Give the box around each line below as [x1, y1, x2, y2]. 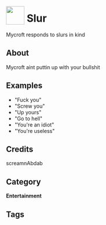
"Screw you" [14, 103, 45, 110]
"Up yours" [14, 108, 42, 115]
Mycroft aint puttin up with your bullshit [6, 63, 100, 70]
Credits [6, 144, 34, 154]
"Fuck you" [14, 96, 42, 103]
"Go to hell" [14, 115, 43, 122]
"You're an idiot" [14, 121, 54, 128]
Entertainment [6, 192, 42, 199]
